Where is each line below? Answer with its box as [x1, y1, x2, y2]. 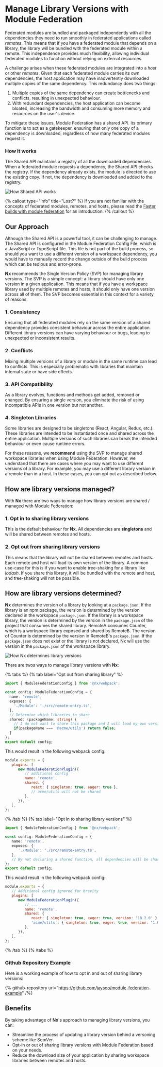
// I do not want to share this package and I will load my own [14, 722, 147, 726]
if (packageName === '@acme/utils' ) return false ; [14, 726, 116, 731]
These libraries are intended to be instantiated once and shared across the [5, 430, 154, 436]
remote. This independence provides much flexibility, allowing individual [5, 50, 149, 56]
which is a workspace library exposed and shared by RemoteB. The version [5, 628, 156, 634]
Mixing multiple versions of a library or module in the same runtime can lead [5, 358, 157, 364]
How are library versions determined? [5, 589, 122, 598]
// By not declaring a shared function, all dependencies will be [11, 857, 149, 862]
